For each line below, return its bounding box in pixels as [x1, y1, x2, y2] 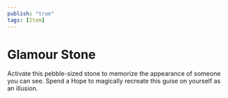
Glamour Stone [7, 47, 96, 63]
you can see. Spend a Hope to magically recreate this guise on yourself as [7, 77, 221, 85]
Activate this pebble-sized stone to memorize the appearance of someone [7, 70, 221, 78]
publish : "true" [7, 10, 54, 17]
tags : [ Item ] [7, 17, 45, 24]
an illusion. [7, 84, 38, 92]
